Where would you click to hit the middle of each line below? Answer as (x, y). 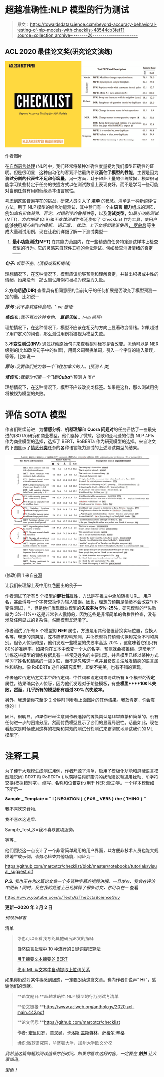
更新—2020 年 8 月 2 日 (29, 907)
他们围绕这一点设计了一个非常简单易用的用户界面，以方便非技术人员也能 (77, 850)
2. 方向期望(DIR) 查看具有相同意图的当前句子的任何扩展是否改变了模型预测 (79, 290)
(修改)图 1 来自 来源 (24, 575)
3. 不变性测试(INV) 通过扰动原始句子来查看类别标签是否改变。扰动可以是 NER (82, 344)
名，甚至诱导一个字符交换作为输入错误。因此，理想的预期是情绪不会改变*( (80, 602)
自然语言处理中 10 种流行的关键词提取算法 (59, 949)
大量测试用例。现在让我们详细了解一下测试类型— (58, 232)
